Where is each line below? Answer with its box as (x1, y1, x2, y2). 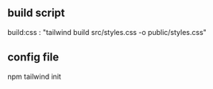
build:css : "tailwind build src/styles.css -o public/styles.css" (7, 27, 207, 37)
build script (7, 6, 65, 20)
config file (7, 51, 60, 64)
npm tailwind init (7, 72, 61, 81)
